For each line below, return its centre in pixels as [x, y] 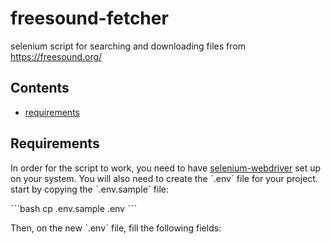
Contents [40, 88]
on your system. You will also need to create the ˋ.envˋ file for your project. [164, 178]
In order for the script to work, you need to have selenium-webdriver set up [166, 168]
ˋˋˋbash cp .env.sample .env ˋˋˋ [73, 208]
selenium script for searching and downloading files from [128, 46]
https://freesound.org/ [56, 56]
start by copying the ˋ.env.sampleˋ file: [90, 189]
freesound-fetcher [89, 18]
